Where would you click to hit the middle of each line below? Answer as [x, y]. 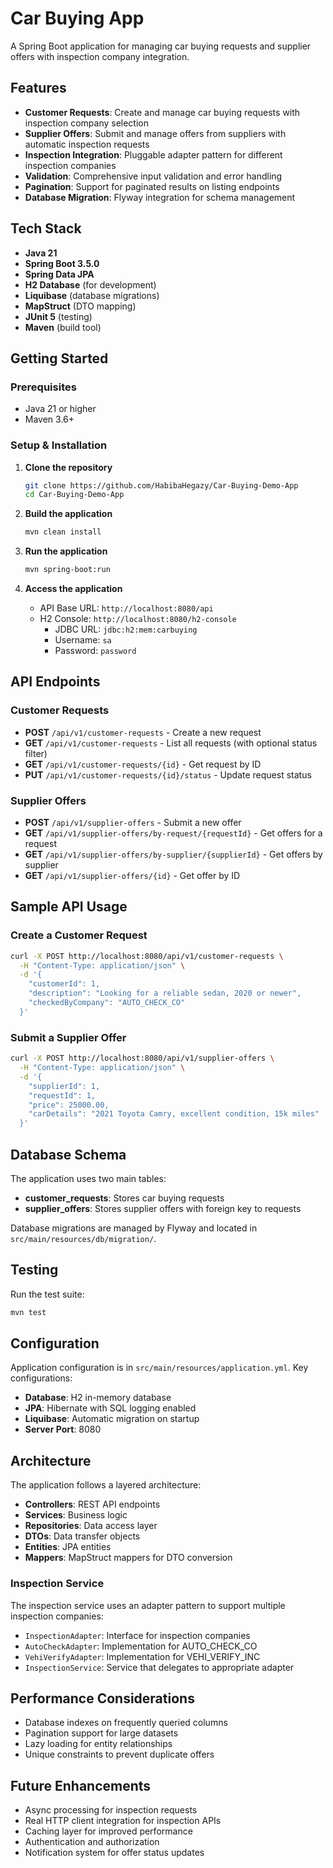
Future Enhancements [81, 1785]
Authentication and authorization [92, 1842]
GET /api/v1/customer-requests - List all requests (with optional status [171, 743]
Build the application [68, 514]
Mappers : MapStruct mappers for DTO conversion [128, 1558]
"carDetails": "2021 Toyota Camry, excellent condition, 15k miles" [174, 1114]
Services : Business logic [76, 1515]
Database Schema [68, 1154]
